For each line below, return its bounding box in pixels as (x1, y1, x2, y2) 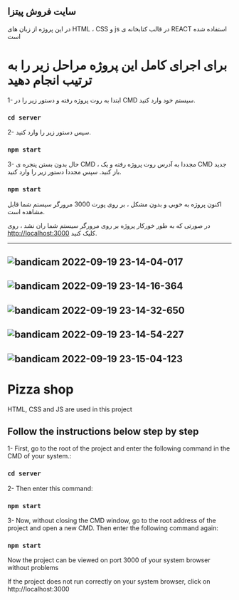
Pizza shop (7, 381, 74, 397)
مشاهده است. (7, 207, 45, 216)
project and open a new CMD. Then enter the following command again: (7, 523, 218, 532)
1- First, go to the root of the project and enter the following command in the (7, 444, 230, 453)
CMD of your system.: (7, 452, 72, 460)
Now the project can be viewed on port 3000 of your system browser (7, 556, 211, 564)
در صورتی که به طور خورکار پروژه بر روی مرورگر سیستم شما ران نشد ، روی (7, 221, 211, 230)
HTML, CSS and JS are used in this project (7, 405, 133, 414)
